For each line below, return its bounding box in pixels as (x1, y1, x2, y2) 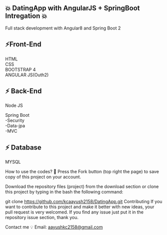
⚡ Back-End (5, 87, 42, 95)
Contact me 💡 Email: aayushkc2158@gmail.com (5, 224, 103, 230)
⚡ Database (5, 143, 41, 152)
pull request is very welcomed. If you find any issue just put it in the (5, 209, 144, 215)
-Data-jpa (5, 123, 25, 129)
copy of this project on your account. (5, 174, 81, 180)
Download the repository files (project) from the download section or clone (5, 184, 159, 190)
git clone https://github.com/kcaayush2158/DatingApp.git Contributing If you (5, 199, 163, 205)
